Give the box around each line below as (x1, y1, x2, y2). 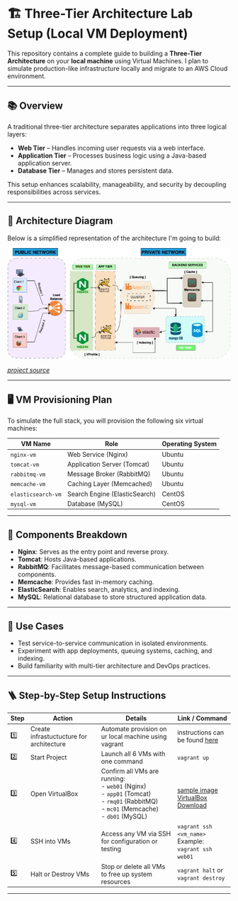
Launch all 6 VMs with (101, 749, 166, 757)
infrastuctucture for (30, 732, 87, 740)
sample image (176, 786, 218, 794)
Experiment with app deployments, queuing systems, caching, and (17, 646, 212, 654)
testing (101, 845, 122, 853)
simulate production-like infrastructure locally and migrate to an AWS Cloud (7, 64, 228, 72)
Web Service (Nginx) (67, 450, 129, 458)
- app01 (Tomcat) (101, 789, 152, 798)
